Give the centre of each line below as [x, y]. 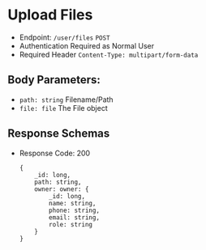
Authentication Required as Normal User [87, 45]
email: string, [75, 217]
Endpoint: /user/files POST [64, 37]
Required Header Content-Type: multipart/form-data [109, 54]
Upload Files [50, 15]
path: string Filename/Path [67, 100]
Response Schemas [59, 134]
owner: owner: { [62, 189]
